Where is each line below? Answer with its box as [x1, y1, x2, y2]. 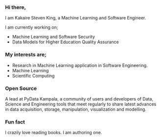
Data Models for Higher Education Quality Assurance [12, 39, 119, 45]
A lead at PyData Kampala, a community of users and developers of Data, [5, 96, 153, 101]
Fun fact [5, 119, 25, 125]
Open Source [5, 85, 37, 92]
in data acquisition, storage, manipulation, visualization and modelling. [5, 106, 147, 112]
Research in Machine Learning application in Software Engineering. [12, 62, 148, 68]
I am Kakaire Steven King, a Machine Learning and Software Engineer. [5, 15, 146, 21]
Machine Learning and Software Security [12, 34, 95, 40]
